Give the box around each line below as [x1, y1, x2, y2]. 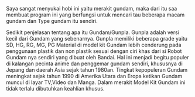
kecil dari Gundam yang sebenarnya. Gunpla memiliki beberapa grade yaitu [6, 35, 188, 42]
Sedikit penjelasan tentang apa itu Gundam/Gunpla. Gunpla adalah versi [6, 29, 180, 36]
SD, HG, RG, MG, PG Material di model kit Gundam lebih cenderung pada [6, 41, 182, 48]
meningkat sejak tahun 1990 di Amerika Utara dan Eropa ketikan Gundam [6, 73, 183, 79]
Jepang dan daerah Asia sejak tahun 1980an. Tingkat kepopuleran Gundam [6, 66, 188, 73]
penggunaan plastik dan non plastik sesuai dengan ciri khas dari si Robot [6, 48, 182, 55]
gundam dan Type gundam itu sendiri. [6, 18, 98, 24]
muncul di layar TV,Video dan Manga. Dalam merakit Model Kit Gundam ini [6, 79, 186, 86]
